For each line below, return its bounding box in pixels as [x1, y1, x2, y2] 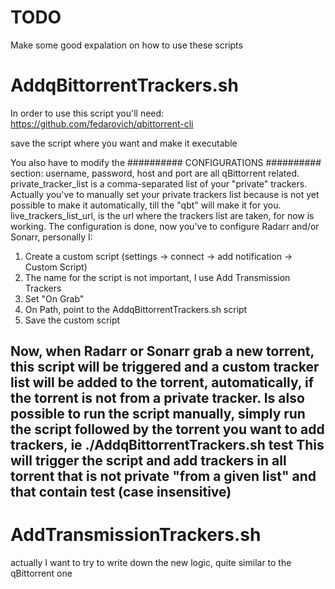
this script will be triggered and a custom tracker [10, 359, 320, 376]
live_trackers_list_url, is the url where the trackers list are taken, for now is [10, 209, 315, 221]
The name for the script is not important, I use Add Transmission [24, 271, 291, 283]
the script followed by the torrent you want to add [10, 421, 325, 438]
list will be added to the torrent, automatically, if [10, 374, 315, 391]
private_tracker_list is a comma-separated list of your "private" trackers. [10, 177, 308, 190]
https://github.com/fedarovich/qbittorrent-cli [10, 117, 194, 130]
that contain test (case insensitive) [10, 484, 232, 501]
